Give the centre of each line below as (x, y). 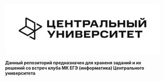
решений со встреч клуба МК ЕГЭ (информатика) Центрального (75, 68)
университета (20, 73)
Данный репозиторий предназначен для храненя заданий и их (73, 63)
